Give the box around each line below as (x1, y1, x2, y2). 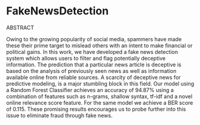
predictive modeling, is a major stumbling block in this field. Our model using (6, 80, 195, 87)
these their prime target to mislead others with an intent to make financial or (6, 42, 193, 49)
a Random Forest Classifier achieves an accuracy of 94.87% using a (6, 86, 174, 93)
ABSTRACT (6, 24, 35, 31)
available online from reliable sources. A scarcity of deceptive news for (6, 74, 181, 81)
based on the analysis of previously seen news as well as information (6, 67, 177, 74)
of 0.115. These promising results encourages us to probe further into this (6, 105, 186, 112)
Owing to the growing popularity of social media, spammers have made (6, 35, 182, 42)
